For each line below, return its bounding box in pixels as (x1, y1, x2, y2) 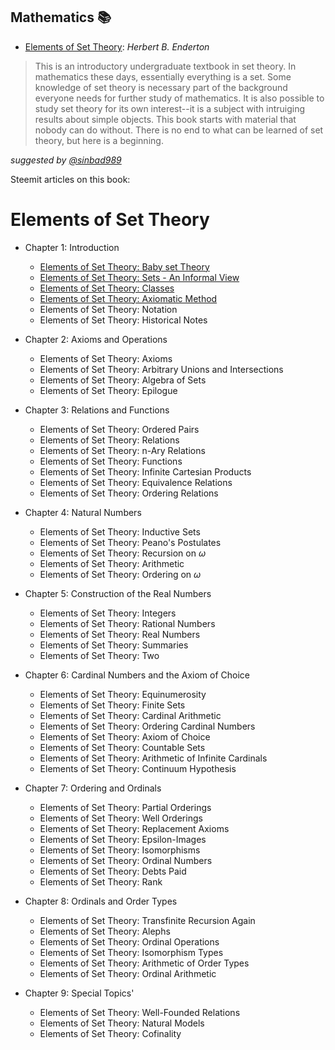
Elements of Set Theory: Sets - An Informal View (39, 271, 240, 283)
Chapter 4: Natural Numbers (24, 506, 142, 518)
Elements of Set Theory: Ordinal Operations (39, 935, 220, 948)
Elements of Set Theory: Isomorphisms (39, 844, 201, 856)
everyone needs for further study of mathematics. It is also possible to (34, 92, 325, 104)
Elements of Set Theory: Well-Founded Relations (39, 1006, 241, 1018)
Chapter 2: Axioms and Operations (24, 333, 168, 345)
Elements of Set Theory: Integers (39, 607, 177, 619)
